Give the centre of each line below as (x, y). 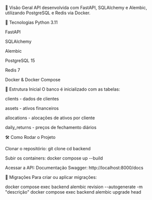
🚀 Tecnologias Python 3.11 (31, 22)
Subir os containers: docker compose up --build (54, 158)
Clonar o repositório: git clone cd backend (48, 149)
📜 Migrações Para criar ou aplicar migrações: (51, 177)
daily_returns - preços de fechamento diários (51, 127)
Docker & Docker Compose (33, 80)
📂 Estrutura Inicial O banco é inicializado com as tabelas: (63, 89)
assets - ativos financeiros (32, 108)
